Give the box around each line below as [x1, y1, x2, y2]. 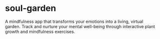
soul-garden [5, 3, 56, 14]
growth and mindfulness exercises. [5, 29, 75, 34]
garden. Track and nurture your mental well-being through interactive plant [5, 23, 155, 29]
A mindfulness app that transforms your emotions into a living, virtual [5, 19, 143, 24]
